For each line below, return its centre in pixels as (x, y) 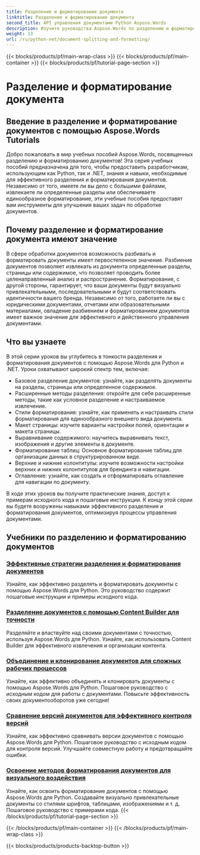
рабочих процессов (37, 668)
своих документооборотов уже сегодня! (58, 700)
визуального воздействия (46, 778)
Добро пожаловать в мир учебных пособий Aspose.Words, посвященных (100, 154)
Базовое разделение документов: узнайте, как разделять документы (103, 380)
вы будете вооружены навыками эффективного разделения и (85, 506)
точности (21, 620)
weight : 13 (20, 34)
